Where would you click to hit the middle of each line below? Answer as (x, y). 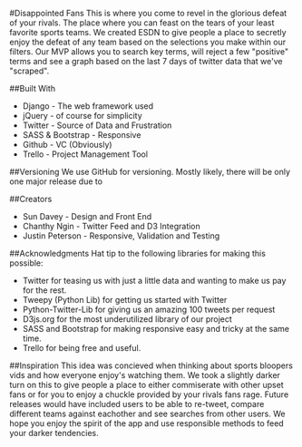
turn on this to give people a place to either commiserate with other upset (146, 385)
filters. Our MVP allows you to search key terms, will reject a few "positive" (149, 52)
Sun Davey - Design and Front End (87, 216)
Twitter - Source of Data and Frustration (97, 125)
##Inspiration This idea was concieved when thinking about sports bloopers (151, 365)
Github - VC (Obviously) (67, 145)
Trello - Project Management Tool (85, 154)
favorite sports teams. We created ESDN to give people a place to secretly (148, 32)
